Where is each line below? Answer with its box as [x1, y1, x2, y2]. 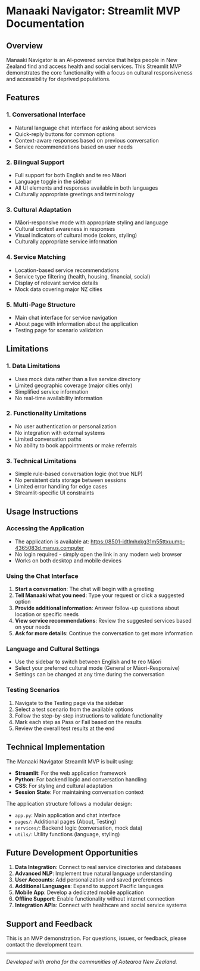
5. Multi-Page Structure [6, 300, 76, 308]
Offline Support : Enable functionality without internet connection [14, 895, 174, 902]
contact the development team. [6, 941, 83, 948]
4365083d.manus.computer [14, 544, 85, 551]
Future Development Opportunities [6, 848, 138, 858]
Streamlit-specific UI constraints [14, 489, 94, 496]
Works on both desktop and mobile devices [14, 556, 122, 564]
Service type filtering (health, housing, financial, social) [14, 273, 151, 280]
